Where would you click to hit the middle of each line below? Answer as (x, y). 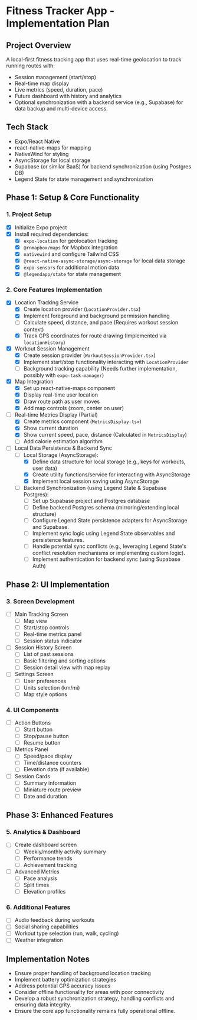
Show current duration (51, 428)
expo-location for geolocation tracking (70, 241)
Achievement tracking (50, 865)
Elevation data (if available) (56, 769)
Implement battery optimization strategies (65, 980)
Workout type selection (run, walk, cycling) (67, 933)
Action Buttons (33, 723)
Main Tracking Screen (41, 614)
